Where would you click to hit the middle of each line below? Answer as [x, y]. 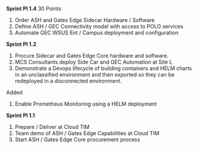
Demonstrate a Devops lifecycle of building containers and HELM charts [103, 68]
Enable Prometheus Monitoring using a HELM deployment [86, 104]
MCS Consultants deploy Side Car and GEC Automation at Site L [94, 62]
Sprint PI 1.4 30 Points [34, 9]
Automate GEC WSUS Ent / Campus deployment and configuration [97, 33]
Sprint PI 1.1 [21, 115]
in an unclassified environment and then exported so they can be [95, 74]
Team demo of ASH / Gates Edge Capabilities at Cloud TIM [87, 133]
